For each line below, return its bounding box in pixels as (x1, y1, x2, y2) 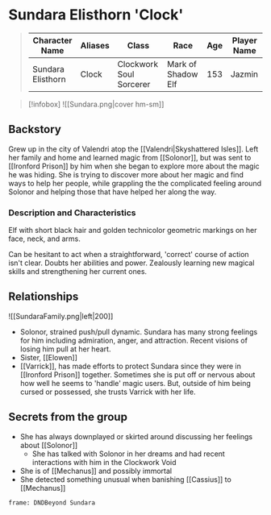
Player (231, 35, 257, 46)
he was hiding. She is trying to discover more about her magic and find (8, 169, 244, 179)
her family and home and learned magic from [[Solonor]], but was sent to (8, 152, 252, 162)
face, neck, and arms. (8, 234, 81, 243)
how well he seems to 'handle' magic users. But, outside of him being (19, 378, 252, 388)
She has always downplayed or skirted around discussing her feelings (19, 431, 252, 441)
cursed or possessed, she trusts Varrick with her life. (19, 387, 196, 397)
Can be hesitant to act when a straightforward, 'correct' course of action (8, 250, 249, 260)
